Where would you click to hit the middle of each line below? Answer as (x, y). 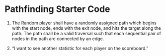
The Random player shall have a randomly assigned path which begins (84, 23)
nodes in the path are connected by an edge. (58, 39)
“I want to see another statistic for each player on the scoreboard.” (80, 48)
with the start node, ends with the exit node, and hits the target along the (86, 28)
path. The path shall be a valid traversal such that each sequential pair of (86, 33)
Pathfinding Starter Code (57, 9)
